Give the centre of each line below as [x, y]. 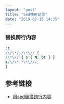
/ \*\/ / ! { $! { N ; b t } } [30, 57]
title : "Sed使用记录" [26, 14]
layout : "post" [21, 10]
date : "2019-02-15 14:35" [32, 19]
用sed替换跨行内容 [32, 96]
